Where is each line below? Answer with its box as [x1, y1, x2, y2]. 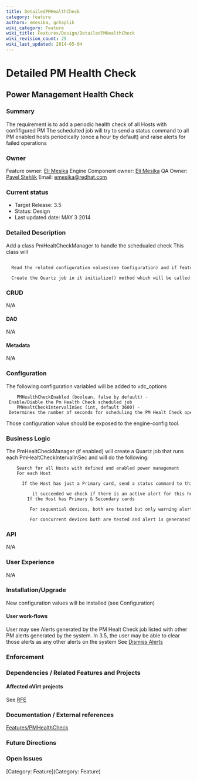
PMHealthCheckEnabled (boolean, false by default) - [16, 394, 148, 400]
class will [6, 248, 28, 255]
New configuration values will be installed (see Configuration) [6, 599, 155, 606]
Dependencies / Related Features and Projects [6, 668, 141, 677]
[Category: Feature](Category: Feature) [6, 768, 101, 775]
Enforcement [6, 653, 44, 661]
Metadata [6, 341, 30, 349]
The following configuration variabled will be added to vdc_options [6, 382, 167, 390]
